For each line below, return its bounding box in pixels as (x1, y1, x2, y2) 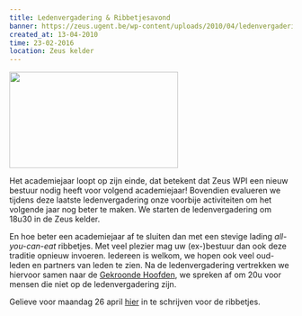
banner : (9, 22, 39, 31)
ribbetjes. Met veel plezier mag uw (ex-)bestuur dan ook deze (58, 240, 288, 252)
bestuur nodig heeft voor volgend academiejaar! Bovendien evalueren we (9, 185, 281, 196)
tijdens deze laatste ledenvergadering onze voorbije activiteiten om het (9, 194, 272, 205)
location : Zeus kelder (9, 47, 94, 56)
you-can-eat (9, 240, 57, 252)
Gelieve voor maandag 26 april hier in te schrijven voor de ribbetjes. (9, 296, 261, 307)
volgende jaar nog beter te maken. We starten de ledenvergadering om (9, 204, 272, 215)
